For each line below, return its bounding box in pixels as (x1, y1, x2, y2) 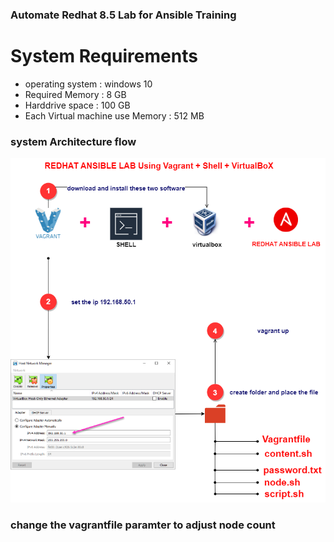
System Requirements (10, 45, 198, 68)
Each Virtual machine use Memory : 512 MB (24, 109, 205, 122)
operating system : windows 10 (24, 78, 153, 90)
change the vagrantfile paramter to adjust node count (10, 518, 276, 532)
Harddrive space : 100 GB (24, 99, 131, 111)
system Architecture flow (10, 134, 137, 148)
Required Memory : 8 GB (24, 88, 127, 100)
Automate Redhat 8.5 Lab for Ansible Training (10, 8, 237, 22)
